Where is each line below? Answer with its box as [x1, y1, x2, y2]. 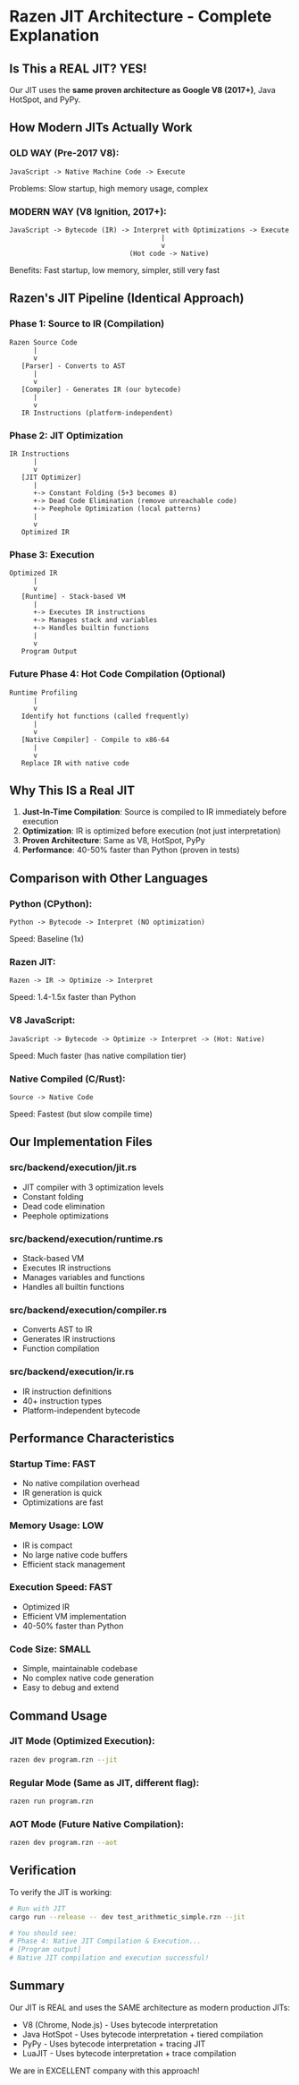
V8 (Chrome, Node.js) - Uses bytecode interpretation [21, 2019, 219, 2029]
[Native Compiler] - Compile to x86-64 [21, 735, 170, 744]
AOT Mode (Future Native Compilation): [9, 1817, 185, 1830]
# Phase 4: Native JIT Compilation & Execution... [9, 1936, 202, 1946]
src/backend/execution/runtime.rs [9, 1233, 163, 1245]
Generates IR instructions [21, 1334, 116, 1345]
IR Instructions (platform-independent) [21, 408, 174, 417]
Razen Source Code [9, 338, 78, 346]
